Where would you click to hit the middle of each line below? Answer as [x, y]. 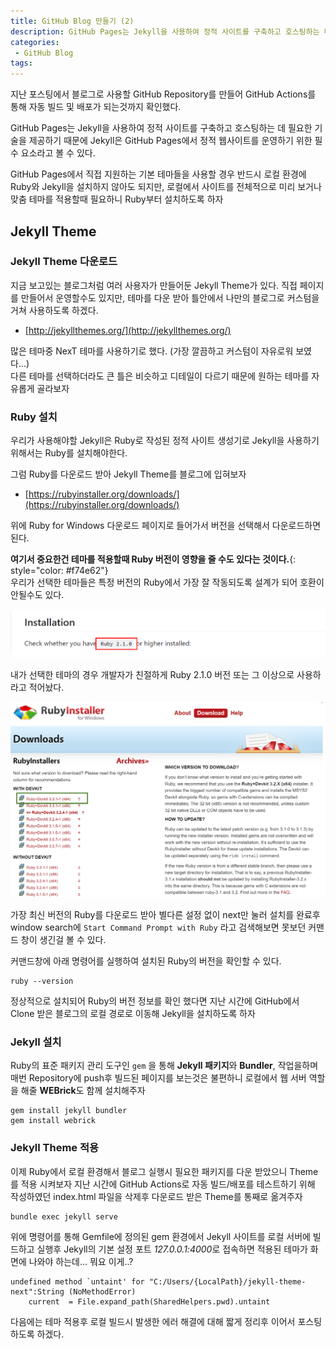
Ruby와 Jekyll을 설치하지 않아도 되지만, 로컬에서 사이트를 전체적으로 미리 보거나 [166, 187]
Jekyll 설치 [36, 1042]
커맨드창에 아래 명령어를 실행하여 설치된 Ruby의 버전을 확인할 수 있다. [146, 961]
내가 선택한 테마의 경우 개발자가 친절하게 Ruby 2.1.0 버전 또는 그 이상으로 [152, 675]
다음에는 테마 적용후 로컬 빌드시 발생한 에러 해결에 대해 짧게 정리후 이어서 [153, 1321]
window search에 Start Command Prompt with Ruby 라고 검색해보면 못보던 [158, 927]
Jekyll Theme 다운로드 [64, 262]
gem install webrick [53, 1121]
